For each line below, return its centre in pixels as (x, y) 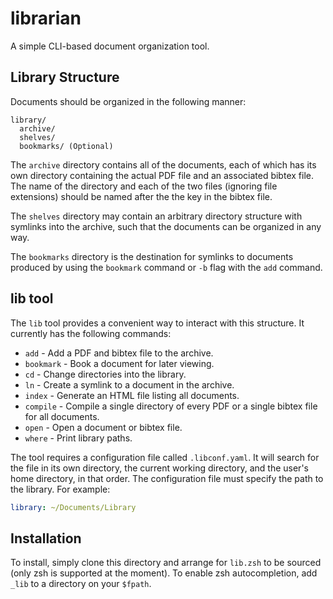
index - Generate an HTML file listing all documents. (132, 395)
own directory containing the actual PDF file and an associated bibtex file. (162, 175)
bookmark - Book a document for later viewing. (119, 363)
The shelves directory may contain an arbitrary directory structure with (156, 216)
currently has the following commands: (91, 333)
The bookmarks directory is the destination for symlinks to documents (152, 256)
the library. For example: (60, 489)
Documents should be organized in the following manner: (128, 101)
